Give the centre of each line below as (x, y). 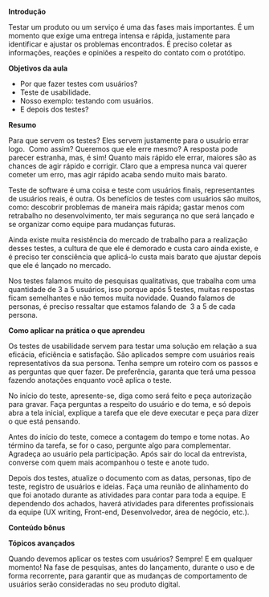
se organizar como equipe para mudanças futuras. (92, 224)
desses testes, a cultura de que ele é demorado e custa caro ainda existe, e (133, 248)
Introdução (27, 12)
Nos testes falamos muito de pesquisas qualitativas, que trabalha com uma (132, 281)
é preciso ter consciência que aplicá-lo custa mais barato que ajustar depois (135, 257)
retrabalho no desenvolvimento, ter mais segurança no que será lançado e (131, 215)
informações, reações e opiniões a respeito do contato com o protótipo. (127, 53)
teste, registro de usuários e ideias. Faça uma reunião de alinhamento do (128, 486)
